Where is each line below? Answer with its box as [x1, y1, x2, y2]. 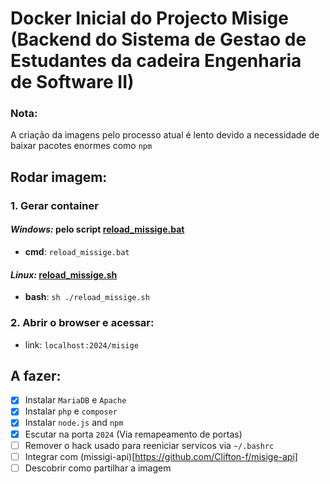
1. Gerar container [10, 198, 99, 212]
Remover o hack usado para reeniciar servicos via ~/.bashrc [24, 439, 275, 451]
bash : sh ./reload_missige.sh [24, 291, 150, 303]
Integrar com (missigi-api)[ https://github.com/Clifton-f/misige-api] [24, 450, 298, 462]
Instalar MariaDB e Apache [24, 394, 127, 406]
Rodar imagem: [10, 168, 108, 186]
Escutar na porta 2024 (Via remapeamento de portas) [24, 428, 243, 440]
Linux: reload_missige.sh [10, 268, 118, 281]
